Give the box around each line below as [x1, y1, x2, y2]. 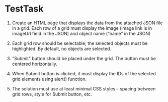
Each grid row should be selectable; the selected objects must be [12, 40, 148, 46]
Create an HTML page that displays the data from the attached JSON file [12, 20, 163, 26]
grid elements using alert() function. [12, 76, 87, 82]
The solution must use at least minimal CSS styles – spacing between [12, 85, 156, 91]
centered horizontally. [12, 61, 57, 67]
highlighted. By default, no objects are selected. [12, 45, 112, 52]
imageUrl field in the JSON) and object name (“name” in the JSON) [12, 30, 151, 36]
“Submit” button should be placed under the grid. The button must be [12, 55, 156, 61]
